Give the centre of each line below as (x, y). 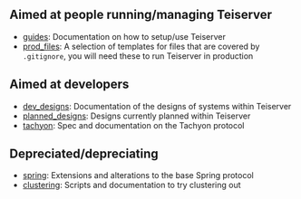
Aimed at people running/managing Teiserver (141, 15)
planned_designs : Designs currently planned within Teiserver (136, 116)
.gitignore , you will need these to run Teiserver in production (138, 56)
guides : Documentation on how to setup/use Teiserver (124, 36)
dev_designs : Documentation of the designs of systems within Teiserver (157, 106)
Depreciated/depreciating (84, 154)
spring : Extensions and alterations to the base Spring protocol (138, 175)
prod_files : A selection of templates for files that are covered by (141, 46)
